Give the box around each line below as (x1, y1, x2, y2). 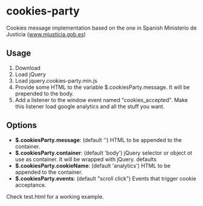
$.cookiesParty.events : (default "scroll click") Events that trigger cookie (14, 175, 196, 182)
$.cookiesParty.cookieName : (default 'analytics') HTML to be (14, 162, 171, 169)
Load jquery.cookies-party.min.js (14, 77, 98, 84)
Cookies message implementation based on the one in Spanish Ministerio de (6, 24, 197, 31)
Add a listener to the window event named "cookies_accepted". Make (14, 96, 188, 103)
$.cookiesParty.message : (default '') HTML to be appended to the (14, 136, 182, 143)
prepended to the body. (14, 89, 74, 97)
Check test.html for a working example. (6, 193, 105, 200)
